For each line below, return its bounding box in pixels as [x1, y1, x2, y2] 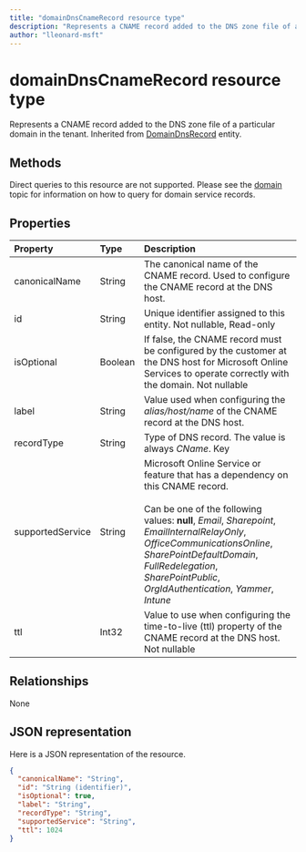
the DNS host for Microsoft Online [144, 355, 289, 368]
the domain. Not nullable [144, 378, 249, 391]
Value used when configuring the [144, 393, 286, 405]
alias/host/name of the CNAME [144, 405, 278, 417]
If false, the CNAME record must [144, 333, 282, 345]
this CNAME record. [144, 479, 229, 492]
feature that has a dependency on [144, 468, 289, 481]
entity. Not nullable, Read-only [144, 318, 276, 331]
